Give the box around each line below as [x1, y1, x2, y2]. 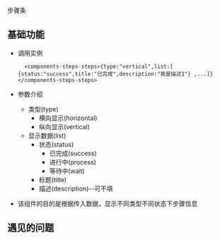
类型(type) [28, 104, 59, 113]
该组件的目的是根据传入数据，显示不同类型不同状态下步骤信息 [17, 199, 198, 208]
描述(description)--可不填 [38, 184, 113, 193]
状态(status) [38, 140, 74, 148]
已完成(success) [49, 149, 98, 157]
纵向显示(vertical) [38, 122, 91, 131]
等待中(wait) [49, 167, 85, 175]
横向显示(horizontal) [38, 114, 98, 122]
